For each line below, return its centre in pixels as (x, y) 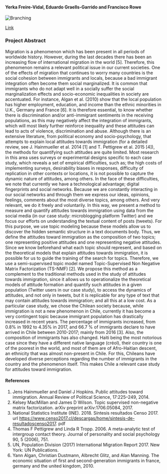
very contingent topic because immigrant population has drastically (74, 316)
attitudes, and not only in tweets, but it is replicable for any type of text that (82, 295)
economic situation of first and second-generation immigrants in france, (86, 461)
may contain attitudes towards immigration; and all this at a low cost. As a (81, 300)
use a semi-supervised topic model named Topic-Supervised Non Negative (83, 263)
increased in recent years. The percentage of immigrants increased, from (81, 321)
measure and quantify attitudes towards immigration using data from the (80, 210)
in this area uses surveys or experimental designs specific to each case (79, 158)
